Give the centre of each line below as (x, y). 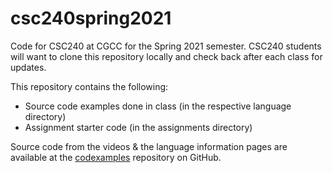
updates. (28, 67)
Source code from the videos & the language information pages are (149, 146)
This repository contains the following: (89, 86)
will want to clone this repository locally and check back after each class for (166, 56)
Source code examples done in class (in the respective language (158, 106)
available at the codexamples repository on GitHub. (116, 157)
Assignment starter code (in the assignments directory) (138, 127)
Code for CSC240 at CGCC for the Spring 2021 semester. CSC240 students (166, 46)
